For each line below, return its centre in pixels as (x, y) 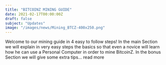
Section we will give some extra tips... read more (55, 57)
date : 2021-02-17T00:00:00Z (34, 14)
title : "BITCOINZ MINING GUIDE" (38, 10)
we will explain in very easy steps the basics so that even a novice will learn (83, 47)
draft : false (19, 19)
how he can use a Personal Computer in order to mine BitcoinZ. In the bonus (83, 52)
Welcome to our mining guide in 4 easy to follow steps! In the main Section (81, 42)
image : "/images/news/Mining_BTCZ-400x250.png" (55, 28)
